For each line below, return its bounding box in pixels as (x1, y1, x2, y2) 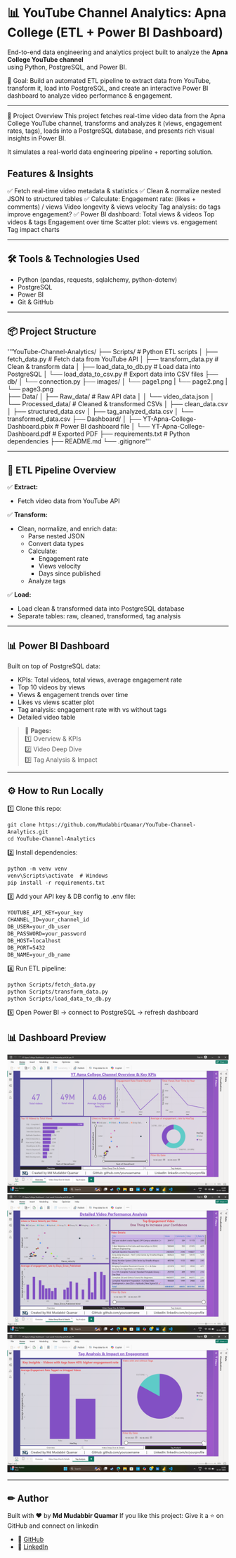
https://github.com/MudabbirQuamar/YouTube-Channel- (38, 821, 197, 829)
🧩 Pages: (24, 727, 51, 734)
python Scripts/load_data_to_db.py (7, 995, 112, 1002)
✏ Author (7, 1493, 49, 1505)
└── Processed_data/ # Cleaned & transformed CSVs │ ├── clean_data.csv (7, 400, 228, 408)
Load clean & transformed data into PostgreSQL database (17, 604, 185, 613)
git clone (7, 821, 37, 829)
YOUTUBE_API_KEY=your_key (7, 909, 83, 916)
